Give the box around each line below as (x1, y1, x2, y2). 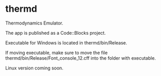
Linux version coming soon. (5, 65, 64, 71)
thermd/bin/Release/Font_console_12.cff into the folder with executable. (5, 55, 156, 61)
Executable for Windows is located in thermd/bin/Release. (5, 39, 128, 46)
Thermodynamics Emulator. (5, 20, 63, 26)
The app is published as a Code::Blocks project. (5, 30, 106, 36)
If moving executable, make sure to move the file (5, 49, 108, 56)
